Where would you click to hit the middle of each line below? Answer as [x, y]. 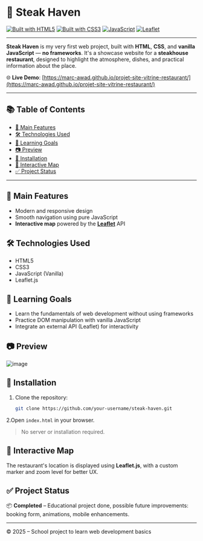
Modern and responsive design [54, 210]
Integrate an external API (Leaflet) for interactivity [77, 326]
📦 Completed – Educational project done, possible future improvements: [97, 506]
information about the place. [41, 65]
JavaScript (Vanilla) [39, 274]
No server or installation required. [63, 432]
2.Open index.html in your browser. [50, 420]
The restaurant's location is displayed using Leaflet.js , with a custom [92, 465]
